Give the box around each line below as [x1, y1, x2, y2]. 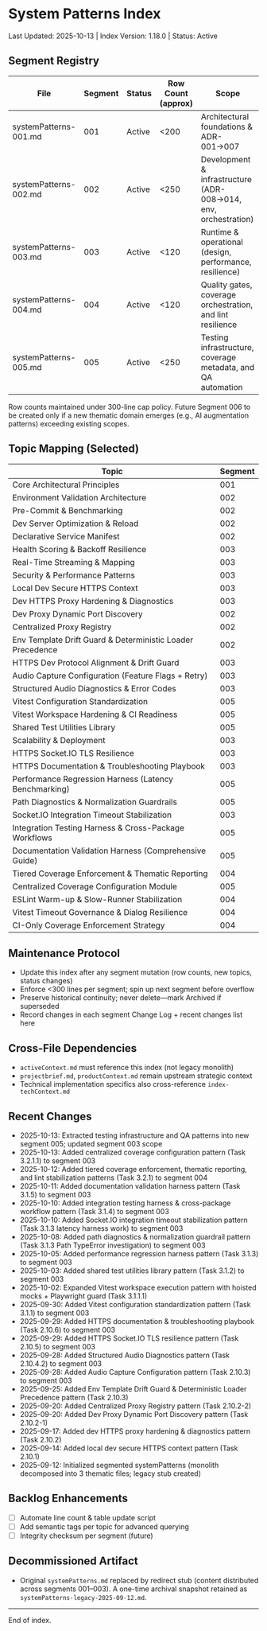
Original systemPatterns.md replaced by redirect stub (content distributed [19, 1575, 259, 1585]
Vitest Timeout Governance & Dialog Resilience [12, 906, 188, 917]
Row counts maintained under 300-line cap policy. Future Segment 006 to [8, 402, 251, 411]
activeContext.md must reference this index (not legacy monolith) [19, 1063, 234, 1072]
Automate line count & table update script [19, 1512, 157, 1522]
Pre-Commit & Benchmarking [12, 504, 123, 516]
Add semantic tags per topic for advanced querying [19, 1521, 189, 1532]
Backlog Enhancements [8, 1492, 129, 1505]
